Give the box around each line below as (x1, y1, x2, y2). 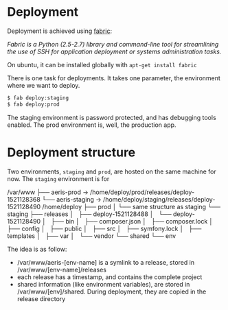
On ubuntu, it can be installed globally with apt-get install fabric (7, 60, 197, 69)
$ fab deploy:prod (7, 101, 60, 108)
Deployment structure (7, 145, 136, 160)
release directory (16, 294, 66, 302)
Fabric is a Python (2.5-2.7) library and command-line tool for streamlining (7, 40, 219, 48)
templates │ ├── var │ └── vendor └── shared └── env (7, 231, 176, 240)
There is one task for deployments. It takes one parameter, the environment (7, 73, 221, 82)
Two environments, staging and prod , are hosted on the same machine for (7, 167, 216, 176)
